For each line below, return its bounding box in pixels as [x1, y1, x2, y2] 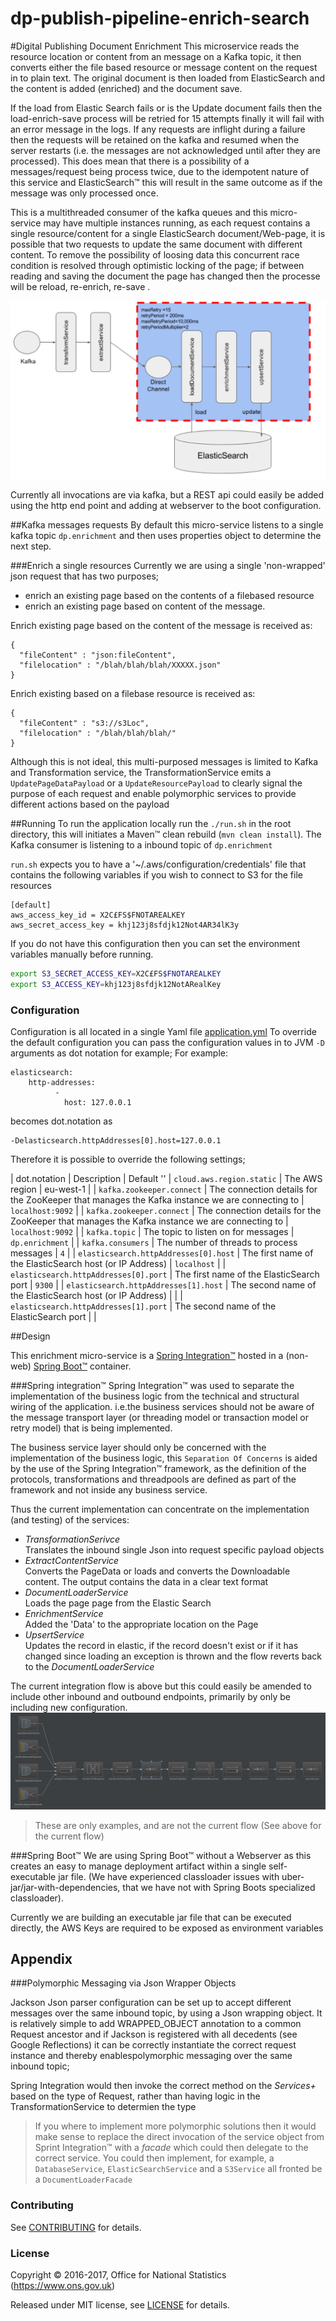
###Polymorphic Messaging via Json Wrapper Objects [10, 1977, 237, 1989]
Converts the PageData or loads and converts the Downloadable [24, 1565, 291, 1577]
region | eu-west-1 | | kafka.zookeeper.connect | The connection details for [10, 1183, 318, 1195]
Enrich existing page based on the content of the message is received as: [10, 619, 313, 631]
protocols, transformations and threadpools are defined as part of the [10, 1473, 297, 1485]
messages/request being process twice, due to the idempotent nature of [10, 165, 310, 177]
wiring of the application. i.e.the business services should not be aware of [10, 1400, 315, 1412]
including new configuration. [10, 1701, 128, 1713]
